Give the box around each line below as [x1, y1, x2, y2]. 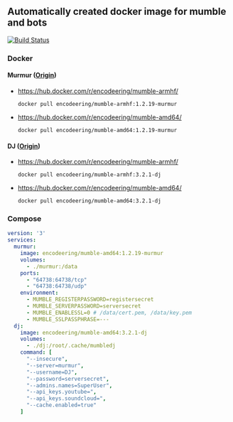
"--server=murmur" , [26, 362, 84, 369]
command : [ [20, 349, 53, 356]
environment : [20, 289, 59, 297]
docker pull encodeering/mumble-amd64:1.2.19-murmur [17, 126, 178, 134]
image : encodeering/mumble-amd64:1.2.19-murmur [20, 250, 163, 257]
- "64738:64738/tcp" [26, 276, 87, 283]
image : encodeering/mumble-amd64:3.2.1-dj [20, 329, 148, 336]
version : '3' [7, 230, 46, 237]
